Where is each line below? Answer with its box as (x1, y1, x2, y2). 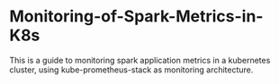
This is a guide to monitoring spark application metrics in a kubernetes (9, 55, 271, 65)
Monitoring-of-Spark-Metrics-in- (9, 6, 264, 27)
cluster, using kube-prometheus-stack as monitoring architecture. (9, 64, 254, 75)
